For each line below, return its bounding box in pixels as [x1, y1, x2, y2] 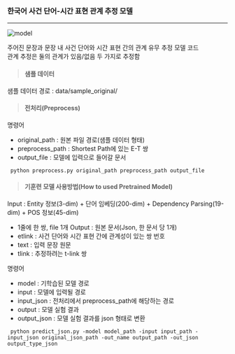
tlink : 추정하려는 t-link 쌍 [17, 249, 87, 257]
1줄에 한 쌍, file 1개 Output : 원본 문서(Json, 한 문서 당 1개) [17, 222, 177, 232]
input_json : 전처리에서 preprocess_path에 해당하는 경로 [17, 296, 175, 305]
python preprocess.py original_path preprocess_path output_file [10, 167, 205, 174]
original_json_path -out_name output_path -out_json [41, 334, 199, 341]
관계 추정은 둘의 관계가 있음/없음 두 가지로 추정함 [7, 52, 141, 61]
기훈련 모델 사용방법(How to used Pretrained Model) [24, 183, 173, 191]
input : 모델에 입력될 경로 [17, 288, 86, 296]
